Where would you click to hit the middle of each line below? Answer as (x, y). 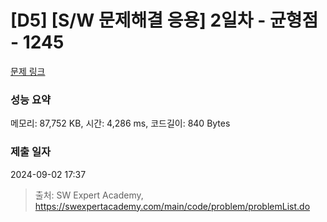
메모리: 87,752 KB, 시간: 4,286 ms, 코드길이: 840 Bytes (120, 123)
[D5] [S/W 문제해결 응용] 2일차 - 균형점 (164, 20)
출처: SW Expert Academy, (89, 195)
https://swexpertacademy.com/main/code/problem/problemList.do (172, 206)
